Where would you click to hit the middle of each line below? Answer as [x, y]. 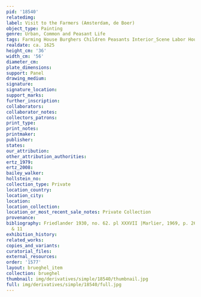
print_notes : [22, 129]
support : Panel [25, 73]
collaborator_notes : [32, 112]
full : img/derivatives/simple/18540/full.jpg [64, 284]
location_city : [25, 195]
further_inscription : [33, 101]
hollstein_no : [24, 179]
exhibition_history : [32, 234]
